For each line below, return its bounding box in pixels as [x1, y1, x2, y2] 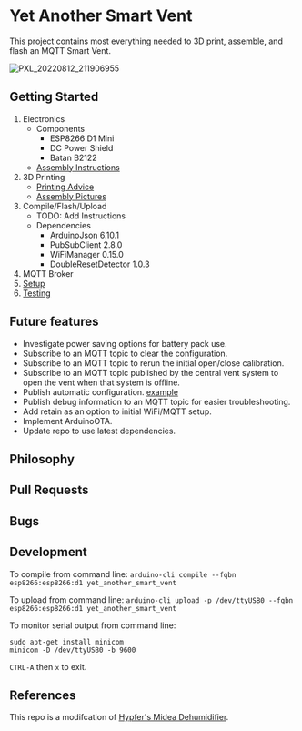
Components [35, 123, 85, 134]
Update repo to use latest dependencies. [22, 425, 176, 436]
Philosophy [9, 452, 75, 467]
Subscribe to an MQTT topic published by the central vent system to [22, 367, 279, 378]
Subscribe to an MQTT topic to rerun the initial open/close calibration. [22, 357, 285, 369]
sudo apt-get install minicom [9, 637, 125, 646]
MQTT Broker [22, 268, 75, 279]
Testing [22, 288, 52, 299]
